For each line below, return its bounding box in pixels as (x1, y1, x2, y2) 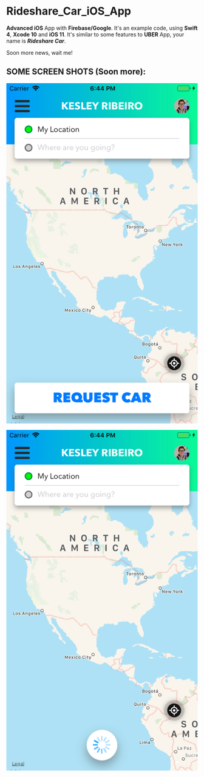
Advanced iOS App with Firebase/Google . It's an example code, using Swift (6, 24, 198, 32)
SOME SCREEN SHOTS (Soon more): (6, 67, 146, 77)
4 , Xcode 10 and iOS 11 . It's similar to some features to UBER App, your (6, 30, 185, 38)
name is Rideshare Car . (6, 37, 66, 44)
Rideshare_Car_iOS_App (6, 4, 132, 18)
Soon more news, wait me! (6, 49, 73, 56)
